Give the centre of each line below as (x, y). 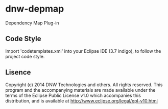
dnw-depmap (35, 9)
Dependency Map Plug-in (32, 23)
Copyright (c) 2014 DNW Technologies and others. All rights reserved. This (84, 85)
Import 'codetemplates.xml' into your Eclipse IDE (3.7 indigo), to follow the (83, 51)
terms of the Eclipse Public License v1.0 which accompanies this (73, 95)
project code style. (25, 56)
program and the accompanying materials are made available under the (80, 90)
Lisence (18, 72)
